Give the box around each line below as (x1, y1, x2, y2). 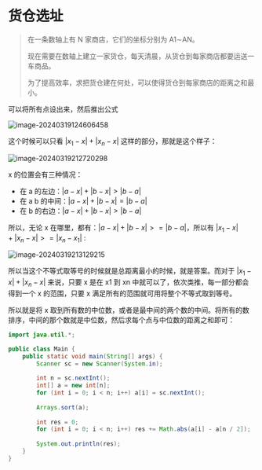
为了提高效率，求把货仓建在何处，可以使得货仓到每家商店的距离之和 (27, 78, 248, 87)
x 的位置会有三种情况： (8, 170, 83, 179)
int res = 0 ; (36, 418, 79, 426)
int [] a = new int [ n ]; (36, 382, 111, 390)
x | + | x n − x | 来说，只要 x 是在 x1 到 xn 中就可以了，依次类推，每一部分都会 (8, 277, 249, 288)
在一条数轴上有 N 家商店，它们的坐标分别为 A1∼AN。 (27, 35, 199, 44)
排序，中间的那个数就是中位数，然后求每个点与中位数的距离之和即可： (8, 315, 235, 325)
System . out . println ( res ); (36, 440, 122, 448)
